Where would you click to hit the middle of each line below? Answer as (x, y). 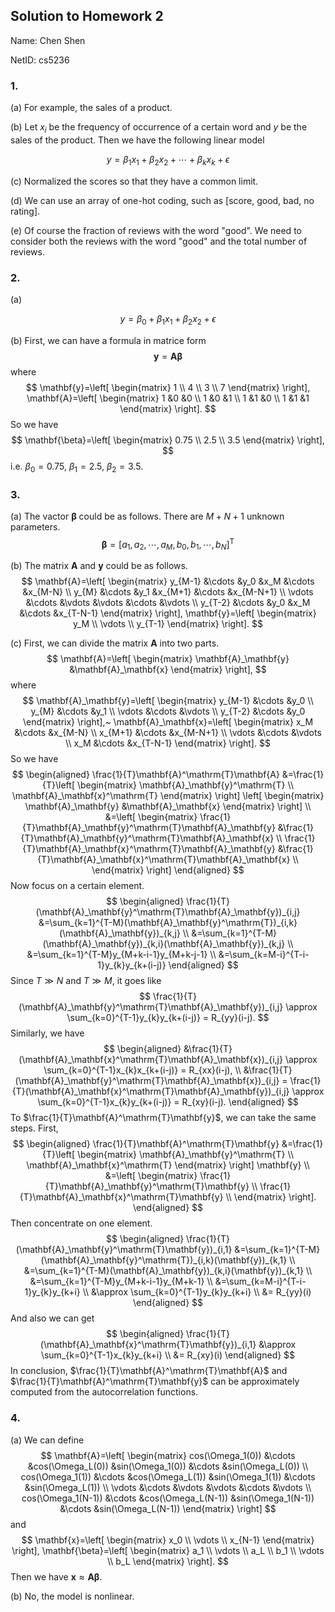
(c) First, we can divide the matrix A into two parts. (115, 643)
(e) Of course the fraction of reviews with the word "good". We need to (156, 230)
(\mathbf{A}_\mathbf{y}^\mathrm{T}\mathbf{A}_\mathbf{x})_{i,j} (147, 1081)
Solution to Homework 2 (87, 16)
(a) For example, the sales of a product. (91, 108)
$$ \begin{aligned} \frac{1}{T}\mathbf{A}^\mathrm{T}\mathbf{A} (145, 775)
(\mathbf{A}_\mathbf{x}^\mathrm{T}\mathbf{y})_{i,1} (148, 1345)
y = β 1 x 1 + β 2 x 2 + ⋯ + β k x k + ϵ (168, 160)
